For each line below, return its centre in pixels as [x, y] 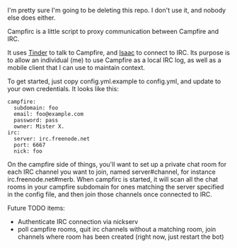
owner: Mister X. [39, 126]
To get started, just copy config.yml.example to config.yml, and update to [114, 81]
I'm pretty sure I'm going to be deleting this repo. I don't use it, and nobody [117, 10]
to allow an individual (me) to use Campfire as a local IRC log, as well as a [114, 60]
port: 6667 [30, 145]
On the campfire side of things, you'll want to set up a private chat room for [117, 164]
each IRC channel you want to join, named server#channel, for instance [111, 172]
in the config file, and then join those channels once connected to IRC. [110, 194]
